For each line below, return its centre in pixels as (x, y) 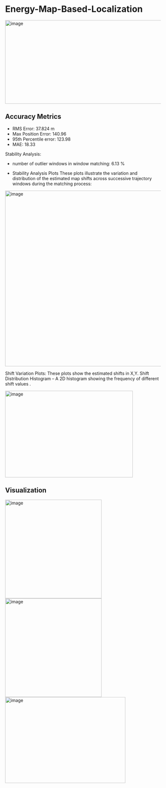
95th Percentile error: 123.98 (41, 139)
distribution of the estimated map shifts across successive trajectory (82, 178)
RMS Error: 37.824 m (33, 128)
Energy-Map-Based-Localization (74, 9)
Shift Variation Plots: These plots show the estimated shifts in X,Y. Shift (77, 373)
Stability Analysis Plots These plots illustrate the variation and (75, 173)
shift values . (18, 384)
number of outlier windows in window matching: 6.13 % (68, 163)
